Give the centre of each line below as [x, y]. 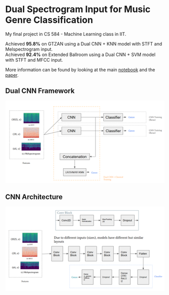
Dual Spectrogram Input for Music [78, 9]
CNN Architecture [34, 197]
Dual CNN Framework [40, 91]
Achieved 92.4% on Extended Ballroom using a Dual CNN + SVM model [80, 55]
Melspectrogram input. [29, 49]
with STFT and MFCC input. [34, 60]
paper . [12, 75]
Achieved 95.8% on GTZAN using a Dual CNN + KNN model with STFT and [84, 43]
